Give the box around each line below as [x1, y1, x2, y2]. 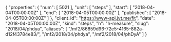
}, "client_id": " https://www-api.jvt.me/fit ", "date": [50, 15, 155, 21]
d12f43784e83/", [5, 31, 41, 37]
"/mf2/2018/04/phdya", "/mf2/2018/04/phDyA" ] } [42, 31, 147, 37]
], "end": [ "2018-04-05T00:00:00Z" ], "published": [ [39, 10, 151, 16]
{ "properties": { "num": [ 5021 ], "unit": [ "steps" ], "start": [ [5, 5, 132, 10]
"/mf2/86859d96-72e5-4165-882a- [68, 26, 144, 32]
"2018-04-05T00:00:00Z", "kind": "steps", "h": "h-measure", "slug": [5, 20, 150, 26]
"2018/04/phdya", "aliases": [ [5, 26, 68, 32]
